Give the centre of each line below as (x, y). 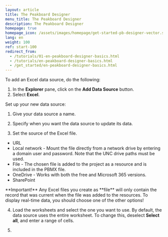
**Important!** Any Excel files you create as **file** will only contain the (81, 190)
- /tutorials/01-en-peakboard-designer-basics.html (65, 56)
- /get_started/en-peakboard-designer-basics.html (63, 65)
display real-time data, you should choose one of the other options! (74, 201)
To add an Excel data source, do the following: (53, 80)
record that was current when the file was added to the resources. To (77, 195)
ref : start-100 (21, 47)
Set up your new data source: (35, 104)
